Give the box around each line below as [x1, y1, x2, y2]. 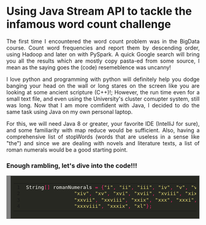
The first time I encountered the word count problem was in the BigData [6, 37, 200, 45]
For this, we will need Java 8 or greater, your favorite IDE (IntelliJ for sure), [6, 120, 200, 127]
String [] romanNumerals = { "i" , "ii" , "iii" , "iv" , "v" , [26, 184, 188, 191]
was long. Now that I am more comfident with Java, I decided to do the [6, 101, 200, 109]
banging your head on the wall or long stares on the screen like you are [6, 82, 200, 90]
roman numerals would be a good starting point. [6, 146, 128, 153]
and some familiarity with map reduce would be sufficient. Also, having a [6, 126, 200, 134]
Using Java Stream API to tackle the [6, 4, 192, 18]
